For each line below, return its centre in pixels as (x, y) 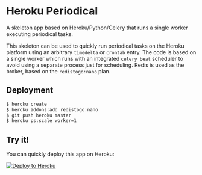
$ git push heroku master (39, 115)
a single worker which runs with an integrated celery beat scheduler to (95, 58)
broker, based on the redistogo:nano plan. (58, 71)
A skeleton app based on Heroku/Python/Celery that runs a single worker (97, 28)
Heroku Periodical (52, 11)
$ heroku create (27, 104)
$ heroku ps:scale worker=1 (42, 121)
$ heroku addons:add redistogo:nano (52, 109)
